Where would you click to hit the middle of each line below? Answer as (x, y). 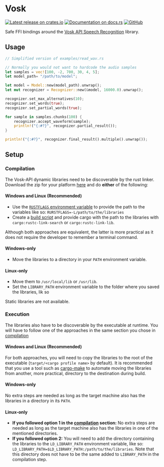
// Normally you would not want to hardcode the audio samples (71, 67)
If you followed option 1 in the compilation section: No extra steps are (83, 423)
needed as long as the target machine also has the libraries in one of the (85, 428)
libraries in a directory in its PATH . (38, 401)
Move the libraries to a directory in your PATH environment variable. (79, 260)
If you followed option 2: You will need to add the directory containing (83, 438)
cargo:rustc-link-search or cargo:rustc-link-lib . (63, 222)
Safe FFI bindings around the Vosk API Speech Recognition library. (72, 31)
